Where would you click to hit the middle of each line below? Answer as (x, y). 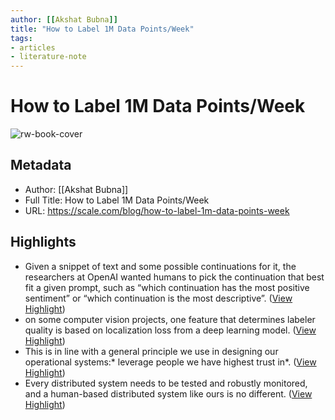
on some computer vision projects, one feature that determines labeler (170, 319)
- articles (33, 47)
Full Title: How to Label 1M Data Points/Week (117, 200)
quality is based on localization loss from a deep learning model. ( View (170, 330)
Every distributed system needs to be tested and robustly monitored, (166, 383)
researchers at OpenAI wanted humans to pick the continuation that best (174, 277)
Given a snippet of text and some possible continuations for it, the (160, 266)
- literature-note (48, 57)
